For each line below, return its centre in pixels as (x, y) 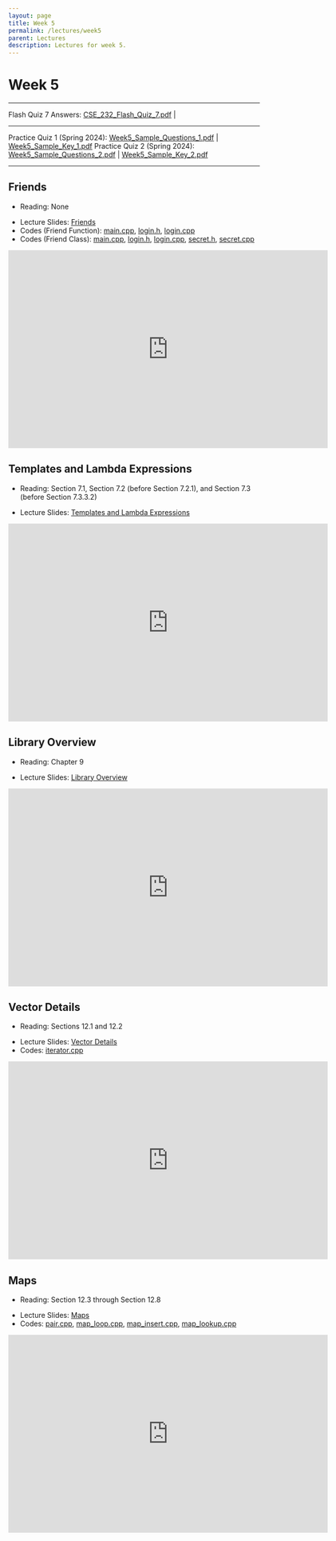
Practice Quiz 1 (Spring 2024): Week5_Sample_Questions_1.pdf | (113, 138)
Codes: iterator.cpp (51, 1050)
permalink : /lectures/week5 (55, 30)
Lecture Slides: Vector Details (68, 1042)
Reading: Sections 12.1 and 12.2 (71, 1026)
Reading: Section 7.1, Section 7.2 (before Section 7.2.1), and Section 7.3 (135, 488)
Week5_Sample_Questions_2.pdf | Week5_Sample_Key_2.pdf (108, 155)
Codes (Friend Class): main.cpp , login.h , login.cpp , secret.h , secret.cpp (137, 239)
